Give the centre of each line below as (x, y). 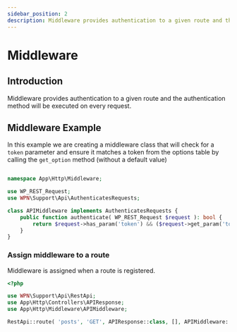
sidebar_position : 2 (38, 14)
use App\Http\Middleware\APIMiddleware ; (68, 309)
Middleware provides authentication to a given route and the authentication (116, 98)
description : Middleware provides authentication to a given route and (115, 20)
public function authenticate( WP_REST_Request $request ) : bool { (121, 217)
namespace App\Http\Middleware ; (55, 179)
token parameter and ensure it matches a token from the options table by (113, 152)
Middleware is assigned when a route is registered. (81, 270)
